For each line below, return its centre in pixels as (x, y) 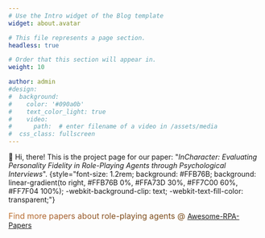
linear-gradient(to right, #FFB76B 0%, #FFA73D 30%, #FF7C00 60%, (123, 183)
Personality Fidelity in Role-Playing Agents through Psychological (117, 165)
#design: (23, 89)
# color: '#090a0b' (46, 104)
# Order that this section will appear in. (83, 60)
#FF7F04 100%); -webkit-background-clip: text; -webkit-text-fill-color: (126, 191)
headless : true (34, 45)
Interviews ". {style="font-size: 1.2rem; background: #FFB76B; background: (132, 174)
